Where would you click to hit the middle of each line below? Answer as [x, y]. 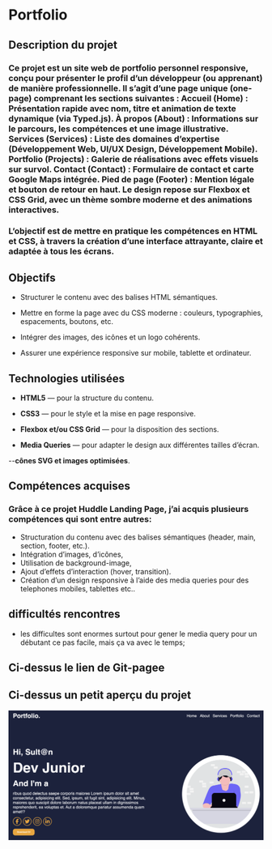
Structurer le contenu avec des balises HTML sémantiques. [119, 297]
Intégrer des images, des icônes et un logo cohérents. [110, 337]
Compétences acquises [70, 486]
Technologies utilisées [67, 378]
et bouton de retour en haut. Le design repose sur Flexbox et [130, 190]
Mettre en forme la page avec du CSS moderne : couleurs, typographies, [141, 313]
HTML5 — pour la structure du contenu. [87, 398]
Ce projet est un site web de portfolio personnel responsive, [128, 68]
